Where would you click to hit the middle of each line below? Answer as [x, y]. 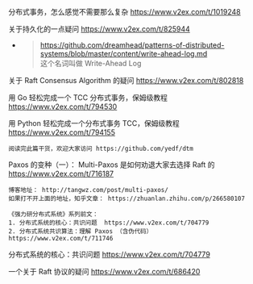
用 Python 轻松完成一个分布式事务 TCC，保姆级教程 [94, 123]
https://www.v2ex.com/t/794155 [62, 132]
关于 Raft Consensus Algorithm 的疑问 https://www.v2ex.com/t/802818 [126, 80]
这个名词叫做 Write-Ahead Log [91, 63]
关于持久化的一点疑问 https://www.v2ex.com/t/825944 [100, 29]
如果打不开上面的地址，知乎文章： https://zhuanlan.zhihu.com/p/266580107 [127, 198]
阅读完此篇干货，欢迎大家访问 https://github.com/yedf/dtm [101, 148]
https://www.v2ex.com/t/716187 [61, 173]
